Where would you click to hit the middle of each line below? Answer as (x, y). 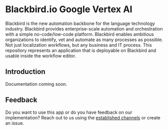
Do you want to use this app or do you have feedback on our (69, 112)
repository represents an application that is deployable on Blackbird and (81, 50)
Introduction (25, 72)
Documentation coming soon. (36, 84)
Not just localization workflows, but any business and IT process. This (79, 45)
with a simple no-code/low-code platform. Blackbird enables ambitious (80, 34)
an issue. (15, 123)
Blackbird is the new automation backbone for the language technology (80, 23)
